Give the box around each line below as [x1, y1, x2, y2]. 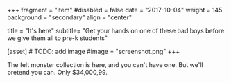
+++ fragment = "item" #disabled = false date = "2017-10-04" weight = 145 [7, 6, 223, 14]
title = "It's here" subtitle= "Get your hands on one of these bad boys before [7, 27, 225, 35]
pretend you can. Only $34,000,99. [7, 68, 108, 76]
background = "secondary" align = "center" [7, 13, 132, 21]
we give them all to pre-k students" [7, 34, 108, 42]
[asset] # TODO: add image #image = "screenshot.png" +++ [7, 48, 180, 55]
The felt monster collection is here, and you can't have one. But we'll [7, 61, 203, 68]
